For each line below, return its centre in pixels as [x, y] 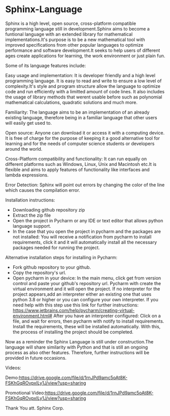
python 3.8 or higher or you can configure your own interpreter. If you [85, 299]
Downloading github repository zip [49, 210]
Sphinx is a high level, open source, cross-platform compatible [71, 23]
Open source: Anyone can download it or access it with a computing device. [85, 132]
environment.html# [32, 316]
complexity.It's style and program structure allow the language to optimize [83, 86]
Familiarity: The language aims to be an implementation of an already [77, 112]
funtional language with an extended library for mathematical [69, 34]
